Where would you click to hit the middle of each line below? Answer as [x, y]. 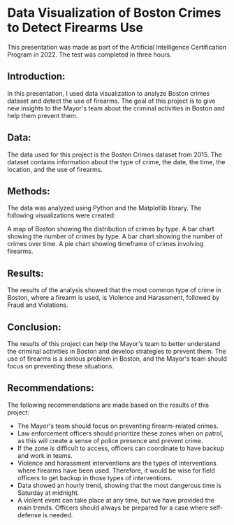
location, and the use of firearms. [55, 169]
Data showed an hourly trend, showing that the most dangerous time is [119, 485]
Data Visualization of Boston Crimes [114, 13]
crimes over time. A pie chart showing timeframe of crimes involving [105, 244]
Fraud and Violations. [38, 305]
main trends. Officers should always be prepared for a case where [112, 508]
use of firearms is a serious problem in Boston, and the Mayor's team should [117, 359]
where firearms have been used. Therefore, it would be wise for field [116, 470]
